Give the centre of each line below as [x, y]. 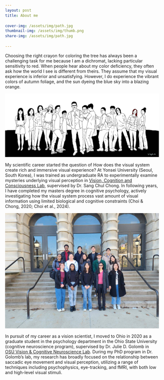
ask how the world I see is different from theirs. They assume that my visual [81, 71]
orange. [13, 87]
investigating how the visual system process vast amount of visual [72, 196]
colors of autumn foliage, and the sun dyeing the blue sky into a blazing [77, 81]
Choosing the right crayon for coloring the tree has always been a [71, 56]
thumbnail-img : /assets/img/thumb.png [44, 31]
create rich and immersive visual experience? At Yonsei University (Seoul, [79, 170]
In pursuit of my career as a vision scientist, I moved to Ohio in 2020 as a [78, 336]
